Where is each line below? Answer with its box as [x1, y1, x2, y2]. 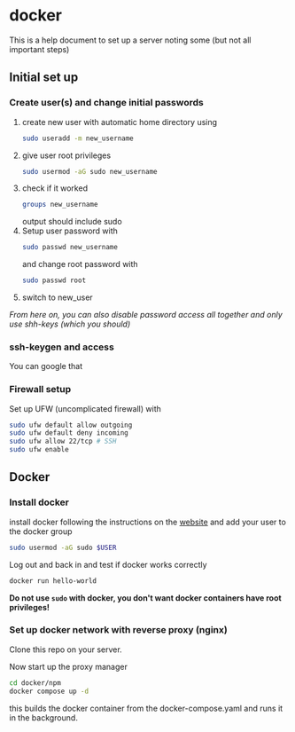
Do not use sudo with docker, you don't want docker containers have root [9, 592, 282, 603]
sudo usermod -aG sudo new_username [21, 167, 158, 176]
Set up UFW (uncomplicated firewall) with [9, 403, 162, 413]
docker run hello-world [9, 576, 97, 586]
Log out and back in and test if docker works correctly [9, 559, 207, 570]
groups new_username [21, 201, 98, 209]
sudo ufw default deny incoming [9, 429, 128, 437]
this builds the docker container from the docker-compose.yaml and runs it [9, 703, 283, 713]
